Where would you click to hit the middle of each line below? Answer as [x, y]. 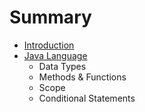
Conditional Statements [87, 98]
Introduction [49, 45]
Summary [50, 17]
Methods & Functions [82, 77]
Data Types [62, 66]
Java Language [55, 55]
